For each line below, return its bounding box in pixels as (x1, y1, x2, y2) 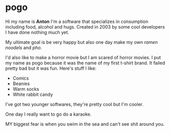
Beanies (12, 81, 30, 87)
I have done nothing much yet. (5, 29, 69, 35)
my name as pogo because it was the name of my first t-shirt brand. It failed (5, 60, 165, 66)
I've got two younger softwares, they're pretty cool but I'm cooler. (5, 101, 144, 107)
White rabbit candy (12, 91, 53, 97)
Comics (12, 75, 29, 81)
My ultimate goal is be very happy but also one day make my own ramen (5, 39, 158, 45)
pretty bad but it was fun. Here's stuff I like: (5, 65, 96, 71)
